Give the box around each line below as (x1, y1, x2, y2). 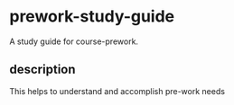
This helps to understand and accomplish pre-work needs (9, 85, 226, 96)
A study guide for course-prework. (9, 36, 138, 47)
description (9, 62, 76, 77)
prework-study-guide (9, 6, 175, 27)
